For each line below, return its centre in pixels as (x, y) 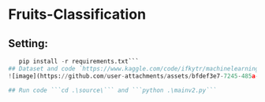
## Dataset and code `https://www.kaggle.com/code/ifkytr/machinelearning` (135, 68)
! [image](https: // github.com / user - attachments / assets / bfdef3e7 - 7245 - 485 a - (134, 76)
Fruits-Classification (77, 15)
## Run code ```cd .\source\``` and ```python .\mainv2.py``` (112, 90)
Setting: (28, 44)
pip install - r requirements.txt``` (79, 61)
